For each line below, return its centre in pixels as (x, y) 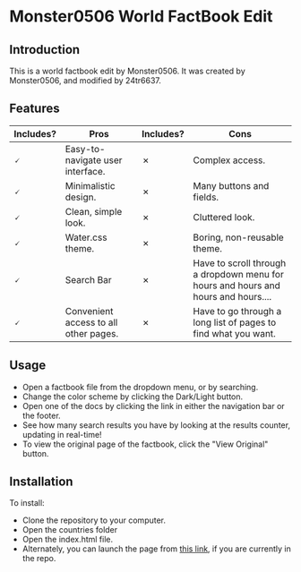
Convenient (89, 311)
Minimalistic (90, 185)
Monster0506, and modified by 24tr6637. (85, 81)
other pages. (92, 333)
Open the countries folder (70, 530)
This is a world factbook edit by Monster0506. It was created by (128, 71)
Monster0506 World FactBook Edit (141, 17)
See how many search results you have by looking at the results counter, (156, 425)
